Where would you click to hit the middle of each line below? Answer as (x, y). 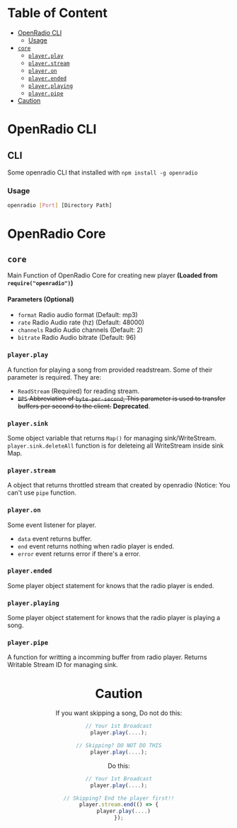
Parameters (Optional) (41, 299)
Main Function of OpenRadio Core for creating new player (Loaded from (112, 275)
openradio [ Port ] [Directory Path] (60, 206)
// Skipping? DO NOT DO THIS (119, 746)
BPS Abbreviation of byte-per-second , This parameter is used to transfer (121, 398)
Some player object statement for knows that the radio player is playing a (114, 618)
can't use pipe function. (42, 493)
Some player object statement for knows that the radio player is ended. (111, 585)
